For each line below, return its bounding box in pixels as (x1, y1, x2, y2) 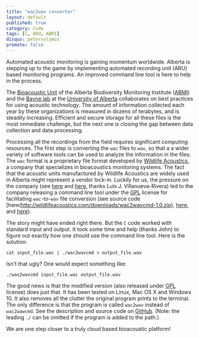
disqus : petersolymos (6, 36, 60, 42)
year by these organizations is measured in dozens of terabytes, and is (6, 108, 179, 115)
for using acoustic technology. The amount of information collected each (6, 101, 185, 108)
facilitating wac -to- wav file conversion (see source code (6, 195, 141, 202)
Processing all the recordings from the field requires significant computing (6, 138, 188, 145)
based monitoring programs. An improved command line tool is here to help (6, 71, 191, 78)
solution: (6, 238, 28, 245)
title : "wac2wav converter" (6, 8, 76, 15)
